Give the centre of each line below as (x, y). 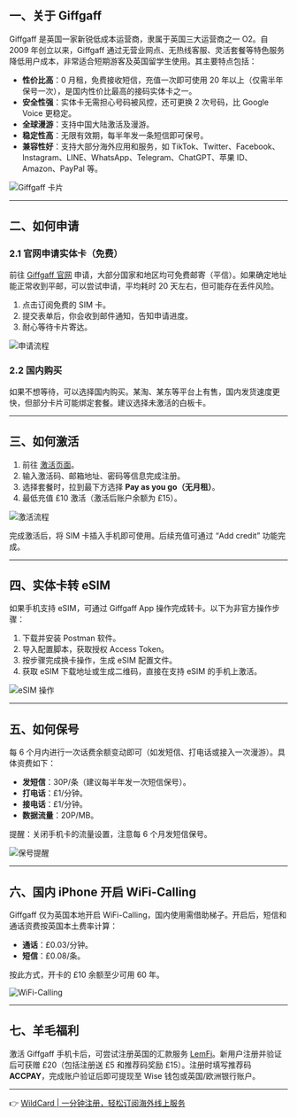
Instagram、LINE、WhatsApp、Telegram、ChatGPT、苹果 (128, 157)
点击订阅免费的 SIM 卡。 (66, 305)
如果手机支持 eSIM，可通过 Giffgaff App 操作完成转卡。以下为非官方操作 (141, 609)
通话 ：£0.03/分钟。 (57, 945)
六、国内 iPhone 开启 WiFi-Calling (103, 892)
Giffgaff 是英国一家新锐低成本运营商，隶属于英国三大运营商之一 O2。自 (139, 39)
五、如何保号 (44, 729)
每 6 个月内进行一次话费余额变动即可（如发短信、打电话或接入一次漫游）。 (144, 752)
